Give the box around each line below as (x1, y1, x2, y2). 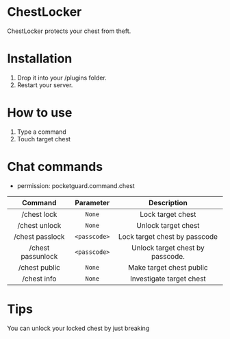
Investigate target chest (129, 274, 207, 283)
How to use (7, 105, 73, 121)
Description (148, 198, 188, 207)
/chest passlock (13, 231, 65, 241)
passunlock (20, 251, 58, 261)
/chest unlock (16, 220, 62, 230)
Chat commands (7, 159, 103, 174)
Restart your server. (16, 80, 73, 89)
